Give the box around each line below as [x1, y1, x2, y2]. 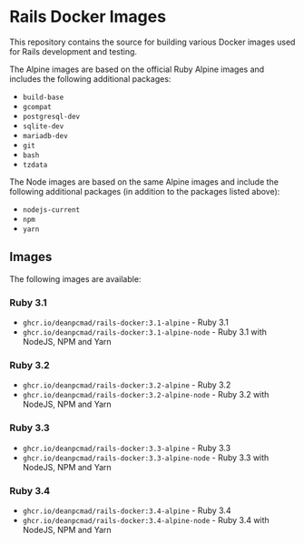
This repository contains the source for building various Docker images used [9, 36, 296, 47]
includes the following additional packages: [9, 73, 172, 84]
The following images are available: [9, 273, 142, 284]
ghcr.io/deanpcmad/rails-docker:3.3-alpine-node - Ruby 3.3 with [22, 452, 270, 463]
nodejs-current [22, 205, 81, 215]
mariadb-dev [22, 131, 68, 140]
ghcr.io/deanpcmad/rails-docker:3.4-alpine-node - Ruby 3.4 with [22, 514, 270, 525]
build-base [22, 93, 64, 102]
